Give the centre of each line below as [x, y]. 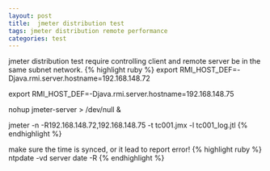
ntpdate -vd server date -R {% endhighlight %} [86, 158]
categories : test [38, 38]
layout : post [30, 16]
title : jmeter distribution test [67, 23]
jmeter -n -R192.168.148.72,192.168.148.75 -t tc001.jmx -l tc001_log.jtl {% [128, 125]
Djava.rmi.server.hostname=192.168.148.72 [80, 78]
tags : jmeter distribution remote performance [88, 31]
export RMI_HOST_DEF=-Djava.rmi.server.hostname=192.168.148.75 [121, 94]
